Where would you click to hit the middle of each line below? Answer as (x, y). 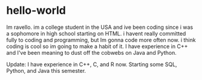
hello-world (36, 11)
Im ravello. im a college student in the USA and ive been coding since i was (100, 27)
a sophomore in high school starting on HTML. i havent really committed (96, 33)
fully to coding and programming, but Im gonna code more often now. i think (101, 40)
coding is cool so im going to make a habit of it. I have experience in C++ (97, 46)
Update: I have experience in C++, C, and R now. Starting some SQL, (92, 64)
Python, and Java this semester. (46, 70)
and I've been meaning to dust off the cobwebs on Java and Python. (91, 52)
